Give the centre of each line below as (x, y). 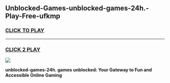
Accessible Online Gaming (34, 75)
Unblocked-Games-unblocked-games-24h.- (77, 8)
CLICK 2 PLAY (23, 49)
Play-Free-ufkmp (33, 16)
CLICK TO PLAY (25, 31)
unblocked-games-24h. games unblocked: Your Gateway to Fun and (79, 69)
